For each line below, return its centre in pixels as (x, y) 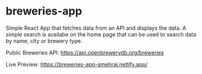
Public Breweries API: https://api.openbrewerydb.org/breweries (85, 52)
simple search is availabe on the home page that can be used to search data (101, 34)
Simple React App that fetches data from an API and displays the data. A (96, 28)
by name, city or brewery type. (44, 41)
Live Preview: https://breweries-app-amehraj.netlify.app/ (77, 64)
